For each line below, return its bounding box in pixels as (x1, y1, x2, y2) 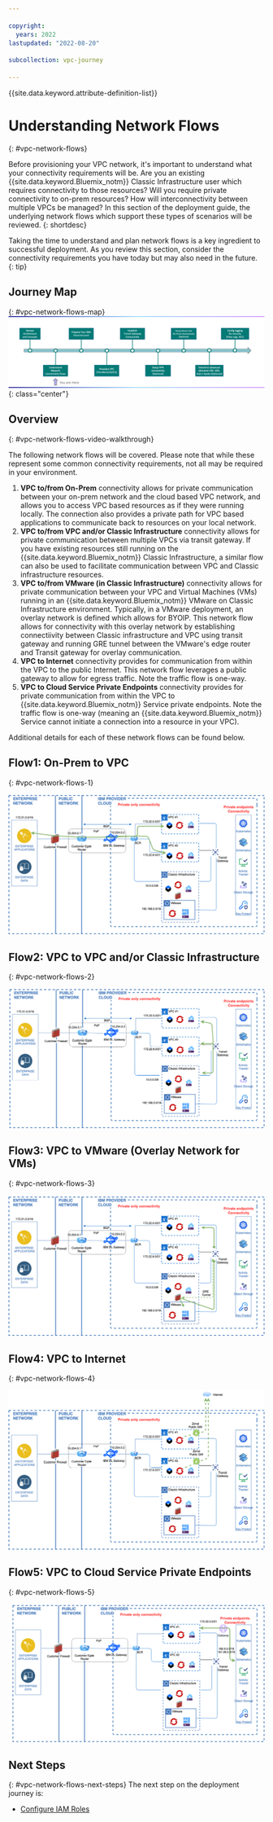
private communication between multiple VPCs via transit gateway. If (19, 534, 251, 545)
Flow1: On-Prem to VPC (8, 756, 130, 770)
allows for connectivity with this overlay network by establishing (19, 621, 236, 631)
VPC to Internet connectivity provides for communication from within (19, 656, 253, 665)
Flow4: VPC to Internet (8, 1352, 126, 1366)
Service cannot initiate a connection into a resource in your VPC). (19, 717, 240, 727)
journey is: (8, 1789, 44, 1798)
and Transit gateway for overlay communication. (19, 648, 183, 657)
